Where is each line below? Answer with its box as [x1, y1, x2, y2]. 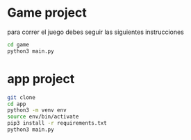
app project [7, 71, 75, 87]
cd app [7, 100, 26, 107]
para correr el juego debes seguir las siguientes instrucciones [7, 28, 184, 36]
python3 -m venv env [7, 107, 67, 114]
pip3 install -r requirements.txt [7, 120, 108, 127]
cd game [7, 41, 30, 48]
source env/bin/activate [7, 113, 79, 121]
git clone [7, 94, 36, 101]
